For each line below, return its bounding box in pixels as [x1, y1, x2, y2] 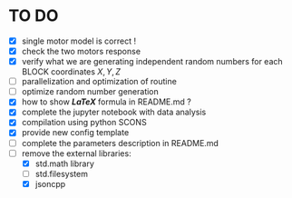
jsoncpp [34, 178, 66, 189]
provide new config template [21, 127, 130, 138]
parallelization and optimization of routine [21, 76, 178, 87]
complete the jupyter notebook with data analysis [21, 106, 207, 118]
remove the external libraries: [21, 147, 132, 159]
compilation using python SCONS [21, 117, 147, 128]
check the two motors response [21, 46, 141, 56]
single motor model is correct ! [21, 35, 137, 46]
